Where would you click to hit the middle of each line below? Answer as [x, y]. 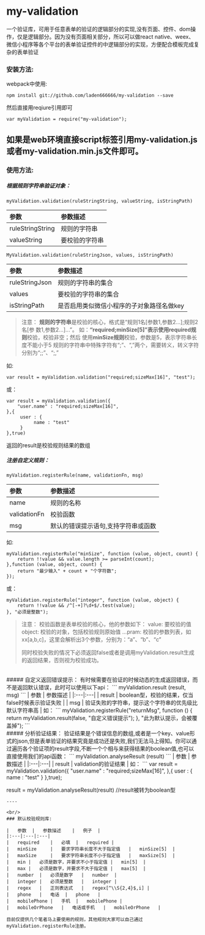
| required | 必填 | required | [60, 843]
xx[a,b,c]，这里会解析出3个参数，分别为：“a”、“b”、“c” [91, 640]
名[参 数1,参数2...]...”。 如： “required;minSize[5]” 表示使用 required [106, 330]
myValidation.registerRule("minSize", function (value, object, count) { [102, 554]
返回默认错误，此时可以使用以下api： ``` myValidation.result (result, [102, 687]
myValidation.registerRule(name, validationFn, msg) [75, 475]
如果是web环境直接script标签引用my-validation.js [102, 139]
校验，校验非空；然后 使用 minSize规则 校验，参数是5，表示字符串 [109, 337]
